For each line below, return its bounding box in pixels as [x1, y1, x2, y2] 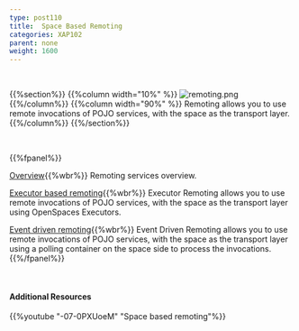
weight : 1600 [9, 47, 59, 56]
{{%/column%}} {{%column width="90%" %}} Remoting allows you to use [9, 98, 286, 109]
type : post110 [9, 13, 63, 23]
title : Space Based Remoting [9, 22, 123, 31]
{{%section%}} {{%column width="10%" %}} [9, 89, 178, 100]
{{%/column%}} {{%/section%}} [9, 118, 131, 129]
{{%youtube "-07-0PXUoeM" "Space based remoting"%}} [9, 311, 227, 322]
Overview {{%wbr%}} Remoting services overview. [9, 170, 197, 181]
